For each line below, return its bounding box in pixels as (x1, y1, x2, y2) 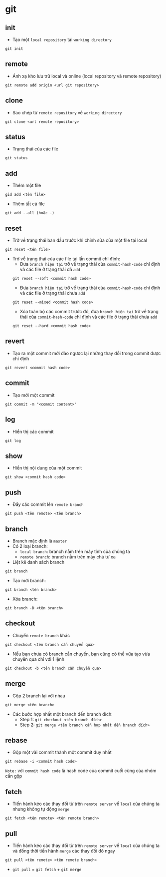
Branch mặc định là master (12, 538, 67, 544)
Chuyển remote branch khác (12, 632, 70, 638)
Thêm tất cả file (12, 201, 45, 207)
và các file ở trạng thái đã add (19, 266, 80, 273)
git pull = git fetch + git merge (12, 867, 82, 872)
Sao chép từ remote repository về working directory (12, 109, 122, 115)
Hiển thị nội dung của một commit (12, 465, 82, 471)
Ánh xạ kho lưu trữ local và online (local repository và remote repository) (12, 73, 162, 79)
